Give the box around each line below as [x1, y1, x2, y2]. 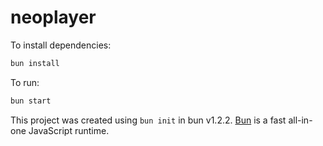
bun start [10, 96, 52, 106]
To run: [10, 76, 40, 88]
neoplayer [10, 6, 97, 29]
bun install [10, 58, 60, 68]
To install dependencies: [10, 39, 112, 51]
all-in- [288, 114, 313, 126]
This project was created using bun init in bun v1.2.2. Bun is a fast [10, 114, 287, 126]
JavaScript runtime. [28, 124, 110, 136]
